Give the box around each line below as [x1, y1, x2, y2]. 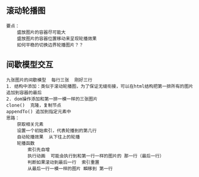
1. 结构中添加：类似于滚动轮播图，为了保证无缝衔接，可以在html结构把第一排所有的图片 [6, 83, 194, 89]
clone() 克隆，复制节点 [6, 102, 61, 108]
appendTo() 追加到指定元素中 [6, 108, 71, 114]
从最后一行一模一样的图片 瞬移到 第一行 [27, 166, 113, 172]
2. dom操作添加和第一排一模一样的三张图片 [6, 96, 98, 102]
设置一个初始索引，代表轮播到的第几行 [17, 128, 97, 133]
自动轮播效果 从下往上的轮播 [17, 133, 80, 140]
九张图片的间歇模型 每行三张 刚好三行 [6, 77, 92, 83]
